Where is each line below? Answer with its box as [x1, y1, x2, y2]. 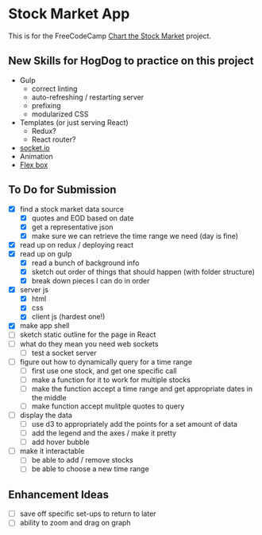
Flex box [19, 160, 48, 170]
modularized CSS [31, 109, 89, 119]
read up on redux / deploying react [19, 240, 134, 249]
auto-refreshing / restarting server [31, 92, 144, 102]
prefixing [31, 100, 61, 110]
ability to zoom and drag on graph [19, 518, 131, 528]
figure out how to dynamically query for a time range [19, 357, 193, 366]
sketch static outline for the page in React [19, 330, 156, 339]
